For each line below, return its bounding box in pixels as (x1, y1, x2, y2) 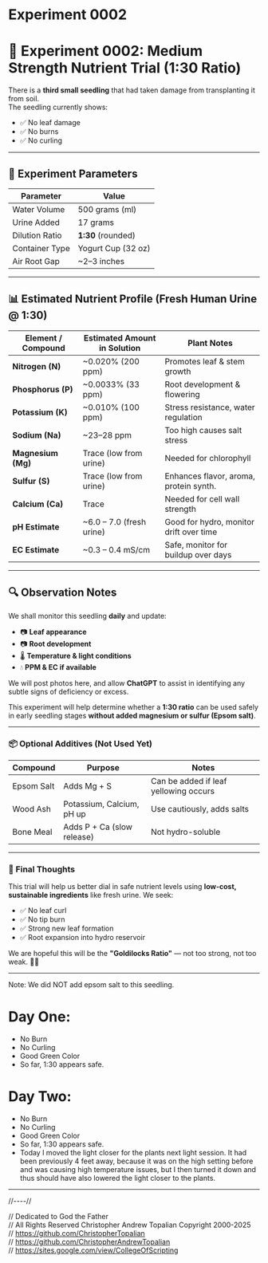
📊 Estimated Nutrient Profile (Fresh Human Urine (8, 293, 258, 306)
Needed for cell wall (164, 493, 240, 504)
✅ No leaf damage (19, 118, 81, 128)
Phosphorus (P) (12, 384, 73, 395)
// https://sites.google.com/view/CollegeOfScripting (8, 1245, 179, 1255)
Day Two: (8, 1088, 72, 1106)
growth (164, 365, 191, 376)
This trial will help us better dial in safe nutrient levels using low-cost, (8, 882, 237, 891)
